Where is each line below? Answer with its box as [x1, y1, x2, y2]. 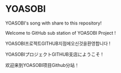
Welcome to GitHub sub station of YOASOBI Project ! [5, 30, 116, 36]
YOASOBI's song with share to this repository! [5, 20, 102, 26]
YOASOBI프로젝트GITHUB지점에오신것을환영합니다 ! [5, 40, 111, 46]
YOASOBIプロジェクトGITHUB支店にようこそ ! [5, 51, 103, 57]
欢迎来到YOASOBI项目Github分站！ [5, 62, 80, 68]
